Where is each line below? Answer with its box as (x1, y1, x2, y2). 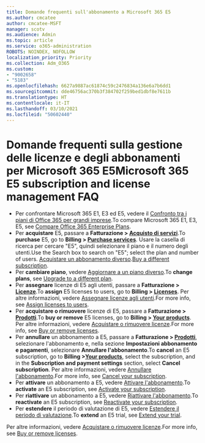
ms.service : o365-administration (6, 43, 92, 50)
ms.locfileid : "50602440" (6, 111, 72, 117)
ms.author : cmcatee (6, 15, 56, 21)
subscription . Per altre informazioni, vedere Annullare (15, 366, 152, 373)
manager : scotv (6, 26, 45, 32)
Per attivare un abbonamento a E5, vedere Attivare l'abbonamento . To (15, 379, 191, 386)
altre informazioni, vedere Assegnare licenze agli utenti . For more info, (15, 294, 191, 302)
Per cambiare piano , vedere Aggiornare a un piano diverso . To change (15, 269, 193, 276)
